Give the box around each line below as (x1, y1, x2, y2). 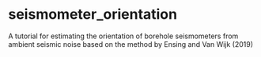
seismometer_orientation (8, 5, 178, 23)
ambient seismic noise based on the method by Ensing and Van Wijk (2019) (8, 39, 254, 48)
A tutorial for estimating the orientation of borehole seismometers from (8, 31, 239, 41)
